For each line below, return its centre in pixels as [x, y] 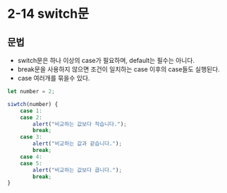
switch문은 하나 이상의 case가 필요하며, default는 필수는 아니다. [106, 60]
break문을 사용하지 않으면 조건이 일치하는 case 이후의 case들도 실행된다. [118, 69]
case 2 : [31, 117]
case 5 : [31, 163]
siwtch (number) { [33, 104]
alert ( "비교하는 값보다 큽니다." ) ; [77, 170]
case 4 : [31, 157]
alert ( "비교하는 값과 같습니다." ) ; [77, 144]
